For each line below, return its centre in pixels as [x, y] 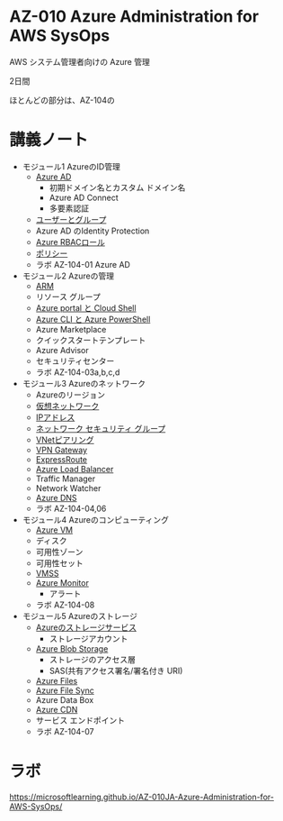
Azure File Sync [65, 690]
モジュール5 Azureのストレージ [80, 616]
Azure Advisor [62, 350]
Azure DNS [57, 497]
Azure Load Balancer [75, 469]
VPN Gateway [62, 450]
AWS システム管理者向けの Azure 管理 [80, 61]
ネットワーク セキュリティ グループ [101, 428]
